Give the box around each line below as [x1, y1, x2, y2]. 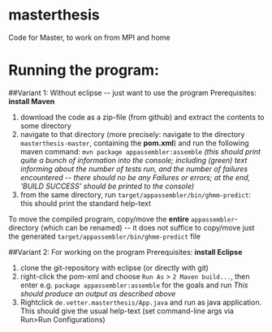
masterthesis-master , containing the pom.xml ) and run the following [19, 138, 249, 148]
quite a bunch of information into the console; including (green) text [19, 155, 248, 165]
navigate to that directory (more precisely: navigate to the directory [19, 129, 245, 139]
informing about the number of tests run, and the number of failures [19, 164, 248, 174]
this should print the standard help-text [19, 198, 152, 208]
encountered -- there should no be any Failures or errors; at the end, [19, 172, 251, 182]
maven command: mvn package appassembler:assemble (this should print [19, 146, 261, 156]
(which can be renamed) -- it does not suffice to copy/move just [40, 222, 255, 232]
